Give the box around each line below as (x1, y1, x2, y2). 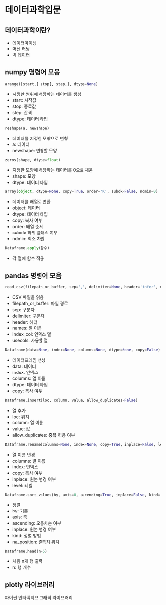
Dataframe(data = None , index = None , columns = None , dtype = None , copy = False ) (5, 347, 161, 352)
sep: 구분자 (12, 306, 35, 312)
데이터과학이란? (5, 26, 51, 34)
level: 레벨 (12, 482, 33, 488)
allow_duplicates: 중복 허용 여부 (12, 432, 75, 438)
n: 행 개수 (12, 564, 31, 570)
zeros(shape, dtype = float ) (5, 157, 61, 162)
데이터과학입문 (5, 4, 61, 16)
